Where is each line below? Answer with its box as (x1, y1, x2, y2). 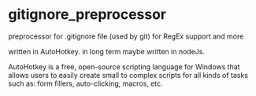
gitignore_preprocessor (8, 6, 167, 24)
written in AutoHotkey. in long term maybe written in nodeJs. (8, 46, 205, 56)
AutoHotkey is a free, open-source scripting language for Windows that (8, 61, 240, 72)
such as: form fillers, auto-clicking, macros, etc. (8, 79, 163, 88)
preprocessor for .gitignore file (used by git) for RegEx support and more (8, 31, 244, 41)
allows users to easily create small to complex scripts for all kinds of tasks (8, 70, 248, 79)
